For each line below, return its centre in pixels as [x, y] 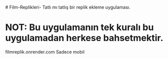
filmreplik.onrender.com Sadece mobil [45, 51]
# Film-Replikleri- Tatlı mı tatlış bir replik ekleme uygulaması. [68, 7]
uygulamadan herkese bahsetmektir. [84, 38]
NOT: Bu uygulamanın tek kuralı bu [80, 27]
